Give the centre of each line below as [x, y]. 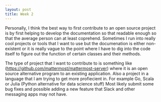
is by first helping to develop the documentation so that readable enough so [81, 33]
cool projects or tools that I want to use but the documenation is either [75, 43]
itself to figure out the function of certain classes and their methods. [73, 53]
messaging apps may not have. [36, 94]
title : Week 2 [19, 14]
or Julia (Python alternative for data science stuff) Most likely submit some [80, 84]
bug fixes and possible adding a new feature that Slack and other [70, 89]
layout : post [18, 9]
